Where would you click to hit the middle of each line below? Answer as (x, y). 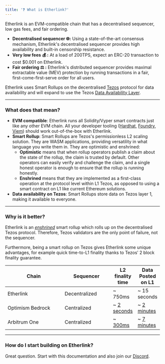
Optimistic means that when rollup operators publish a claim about (87, 152)
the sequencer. (20, 238)
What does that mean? (33, 110)
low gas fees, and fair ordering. (37, 29)
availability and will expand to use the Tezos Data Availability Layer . (73, 92)
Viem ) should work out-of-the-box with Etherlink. (62, 131)
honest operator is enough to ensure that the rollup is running (82, 168)
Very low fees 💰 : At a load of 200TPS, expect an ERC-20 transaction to (85, 55)
